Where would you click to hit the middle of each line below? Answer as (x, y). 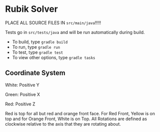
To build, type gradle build (40, 42)
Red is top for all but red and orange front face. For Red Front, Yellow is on (80, 113)
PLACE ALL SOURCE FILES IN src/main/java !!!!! (53, 23)
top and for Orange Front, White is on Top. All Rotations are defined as (76, 119)
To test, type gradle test (38, 52)
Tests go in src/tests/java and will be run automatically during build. (75, 32)
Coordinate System (35, 73)
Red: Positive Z (20, 104)
